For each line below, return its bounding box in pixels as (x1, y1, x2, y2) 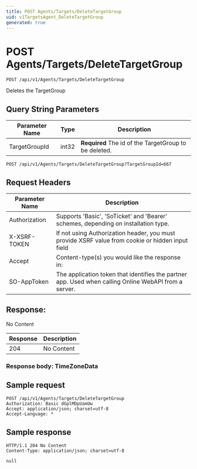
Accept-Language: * (6, 411, 54, 417)
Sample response (6, 427, 72, 437)
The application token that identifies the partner (56, 270, 188, 278)
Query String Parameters (6, 104, 100, 114)
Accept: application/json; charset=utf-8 (6, 406, 109, 412)
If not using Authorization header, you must (56, 229, 175, 237)
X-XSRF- (9, 232, 36, 241)
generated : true (6, 19, 46, 25)
